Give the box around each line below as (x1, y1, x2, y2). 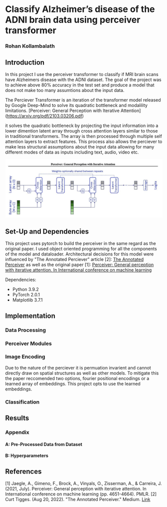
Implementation (5, 311, 56, 320)
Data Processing (5, 326, 46, 333)
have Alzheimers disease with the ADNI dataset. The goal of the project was (5, 76, 162, 82)
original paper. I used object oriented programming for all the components (5, 246, 157, 252)
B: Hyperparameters (5, 452, 48, 458)
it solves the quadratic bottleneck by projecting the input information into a (5, 122, 159, 128)
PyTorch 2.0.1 (12, 291, 40, 298)
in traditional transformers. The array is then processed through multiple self (5, 133, 162, 139)
